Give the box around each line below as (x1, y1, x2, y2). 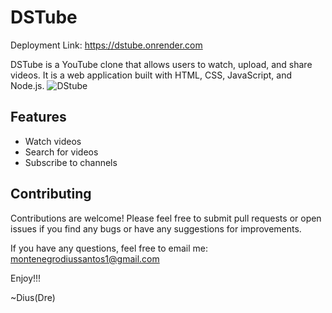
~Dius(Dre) (10, 291, 56, 303)
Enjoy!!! (10, 272, 42, 284)
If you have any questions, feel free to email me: (10, 242, 208, 254)
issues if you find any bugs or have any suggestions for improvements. (10, 222, 302, 235)
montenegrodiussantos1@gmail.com (10, 252, 160, 265)
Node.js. (10, 79, 45, 91)
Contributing (10, 186, 92, 203)
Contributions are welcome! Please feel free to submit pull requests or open (10, 212, 322, 224)
